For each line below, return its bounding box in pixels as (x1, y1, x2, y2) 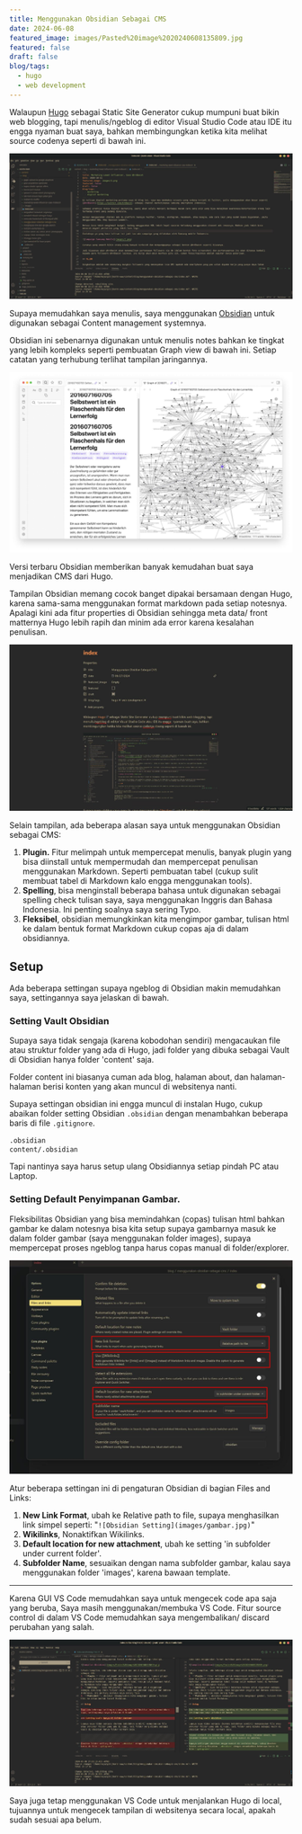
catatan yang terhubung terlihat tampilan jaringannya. (9, 354, 209, 365)
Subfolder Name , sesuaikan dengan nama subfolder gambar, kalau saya (22, 1557, 291, 1568)
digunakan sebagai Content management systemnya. (9, 317, 207, 328)
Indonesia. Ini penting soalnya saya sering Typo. (22, 904, 201, 915)
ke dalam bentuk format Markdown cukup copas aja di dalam (22, 923, 249, 934)
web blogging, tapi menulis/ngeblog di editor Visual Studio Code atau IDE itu (9, 116, 292, 127)
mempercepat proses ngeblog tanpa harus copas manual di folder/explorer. (9, 1242, 289, 1253)
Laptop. (9, 1171, 38, 1181)
